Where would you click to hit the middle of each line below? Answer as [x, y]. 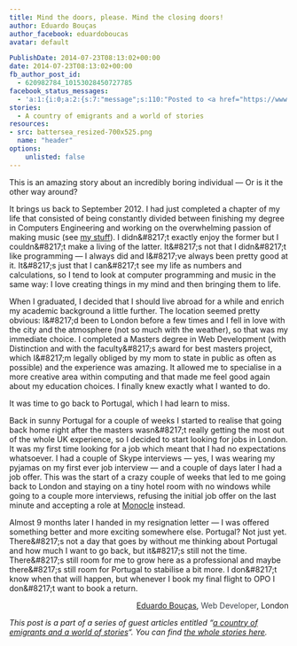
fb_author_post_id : [45, 75]
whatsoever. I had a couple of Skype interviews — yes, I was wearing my [142, 458]
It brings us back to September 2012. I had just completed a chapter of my [145, 208]
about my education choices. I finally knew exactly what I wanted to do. [140, 385]
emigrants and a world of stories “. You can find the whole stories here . [138, 632]
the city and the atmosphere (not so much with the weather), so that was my [148, 330]
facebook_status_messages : [59, 91]
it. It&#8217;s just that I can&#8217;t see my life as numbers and [125, 265]
